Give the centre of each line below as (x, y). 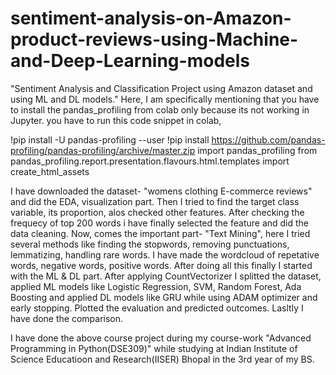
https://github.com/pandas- (268, 139)
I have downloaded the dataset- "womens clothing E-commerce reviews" (161, 191)
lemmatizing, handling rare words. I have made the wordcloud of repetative (165, 254)
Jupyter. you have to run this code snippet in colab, (116, 120)
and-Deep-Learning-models (130, 61)
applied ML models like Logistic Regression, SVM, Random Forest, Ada (156, 286)
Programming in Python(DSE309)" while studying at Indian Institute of (154, 348)
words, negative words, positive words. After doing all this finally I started (161, 265)
